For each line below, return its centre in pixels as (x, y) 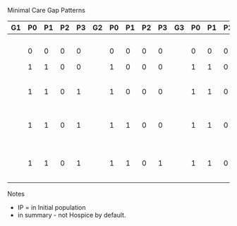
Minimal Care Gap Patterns (47, 10)
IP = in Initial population (51, 207)
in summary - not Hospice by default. (72, 215)
